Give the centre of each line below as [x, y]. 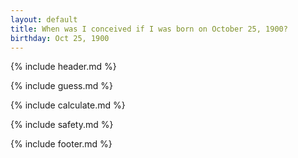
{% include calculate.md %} [68, 105]
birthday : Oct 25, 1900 [60, 38]
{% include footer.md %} [61, 144]
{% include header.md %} [63, 67]
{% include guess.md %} [61, 86]
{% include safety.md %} [62, 125]
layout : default [44, 19]
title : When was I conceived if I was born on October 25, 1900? [149, 29]
